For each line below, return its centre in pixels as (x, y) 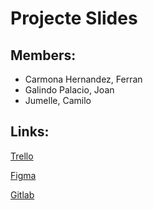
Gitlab (22, 194)
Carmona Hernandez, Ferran (83, 79)
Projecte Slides (74, 18)
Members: (43, 55)
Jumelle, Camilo (58, 100)
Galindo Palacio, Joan (69, 90)
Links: (30, 132)
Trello (22, 156)
